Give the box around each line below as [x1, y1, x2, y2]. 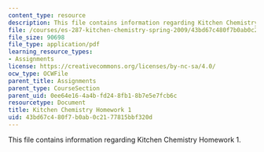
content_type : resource [8, 11, 86, 20]
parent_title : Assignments [8, 77, 97, 85]
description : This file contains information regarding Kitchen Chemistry [8, 19, 258, 27]
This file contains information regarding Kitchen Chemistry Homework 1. [8, 135, 241, 144]
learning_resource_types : [8, 48, 93, 56]
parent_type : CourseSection [8, 84, 101, 92]
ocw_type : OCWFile [8, 70, 68, 78]
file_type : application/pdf [8, 41, 101, 49]
